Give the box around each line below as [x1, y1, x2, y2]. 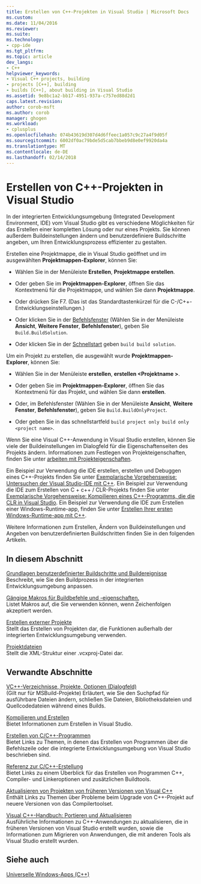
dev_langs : [6, 59, 34, 65]
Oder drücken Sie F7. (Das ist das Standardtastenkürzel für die [14, 298, 170, 305]
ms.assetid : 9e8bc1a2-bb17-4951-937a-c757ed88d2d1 [6, 93, 136, 99]
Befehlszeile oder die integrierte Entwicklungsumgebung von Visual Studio [6, 744, 191, 752]
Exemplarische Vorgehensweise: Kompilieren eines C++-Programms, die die [6, 493, 195, 500]
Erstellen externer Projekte [6, 618, 72, 626]
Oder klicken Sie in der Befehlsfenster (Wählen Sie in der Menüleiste [14, 316, 184, 323]
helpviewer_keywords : [6, 70, 61, 76]
